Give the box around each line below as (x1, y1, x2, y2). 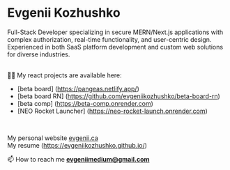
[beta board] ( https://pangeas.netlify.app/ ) (17, 84, 139, 93)
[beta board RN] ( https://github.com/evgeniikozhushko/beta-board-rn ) (17, 92, 221, 100)
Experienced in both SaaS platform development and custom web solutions (7, 42, 224, 51)
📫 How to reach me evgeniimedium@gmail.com (7, 155, 150, 163)
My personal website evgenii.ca (7, 134, 99, 142)
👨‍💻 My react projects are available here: (7, 71, 122, 79)
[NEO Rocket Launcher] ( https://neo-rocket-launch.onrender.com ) (17, 107, 208, 115)
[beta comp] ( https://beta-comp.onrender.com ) (17, 99, 153, 107)
